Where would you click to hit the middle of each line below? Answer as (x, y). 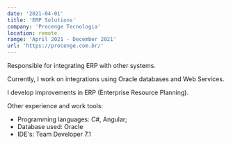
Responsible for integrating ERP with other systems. (82, 66)
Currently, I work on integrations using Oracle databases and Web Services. (116, 79)
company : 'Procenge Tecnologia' (54, 26)
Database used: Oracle (50, 127)
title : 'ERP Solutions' (42, 20)
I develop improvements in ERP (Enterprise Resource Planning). (98, 92)
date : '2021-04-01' (35, 14)
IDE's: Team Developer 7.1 (54, 134)
